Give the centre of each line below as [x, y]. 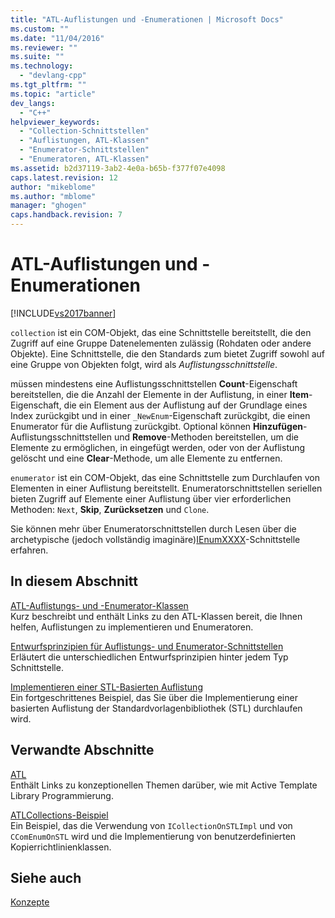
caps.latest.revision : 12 [64, 177]
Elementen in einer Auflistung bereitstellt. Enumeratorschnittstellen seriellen [166, 488]
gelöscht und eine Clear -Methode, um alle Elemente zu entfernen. [146, 458]
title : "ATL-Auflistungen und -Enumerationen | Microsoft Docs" [147, 19]
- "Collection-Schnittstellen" [84, 131]
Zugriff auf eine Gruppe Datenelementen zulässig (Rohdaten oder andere [161, 343]
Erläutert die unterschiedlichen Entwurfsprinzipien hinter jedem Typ [149, 657]
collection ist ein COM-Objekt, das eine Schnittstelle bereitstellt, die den [161, 332]
